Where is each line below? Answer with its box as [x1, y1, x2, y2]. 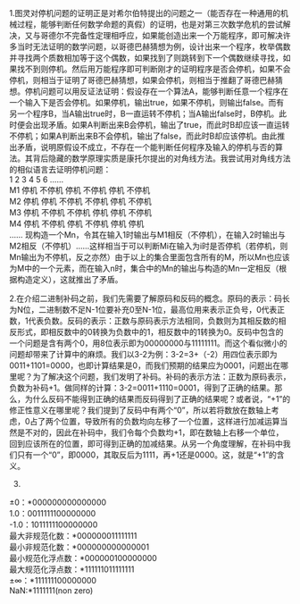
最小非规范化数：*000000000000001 [9, 541, 150, 552]
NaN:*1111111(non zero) [9, 585, 94, 596]
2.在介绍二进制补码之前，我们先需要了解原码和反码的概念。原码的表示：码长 [9, 293, 290, 304]
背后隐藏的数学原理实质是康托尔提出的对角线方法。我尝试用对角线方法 [32, 153, 291, 164]
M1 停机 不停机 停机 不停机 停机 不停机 [9, 185, 150, 195]
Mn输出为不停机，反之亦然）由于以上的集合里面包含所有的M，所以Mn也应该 [9, 252, 290, 262]
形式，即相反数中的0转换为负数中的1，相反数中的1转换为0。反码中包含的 [16, 327, 284, 337]
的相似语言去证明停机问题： [9, 164, 112, 174]
